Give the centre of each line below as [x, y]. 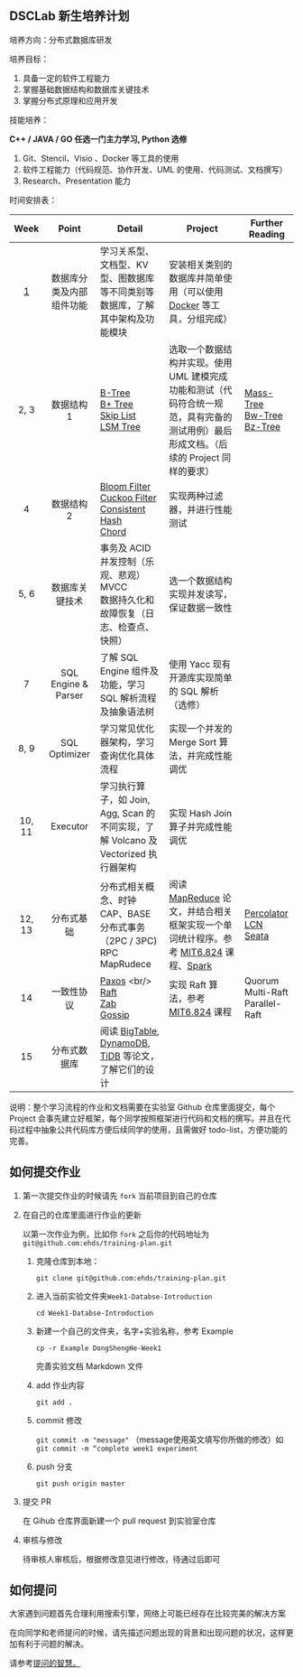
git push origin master [81, 1484]
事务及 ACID [125, 547]
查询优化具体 [127, 755]
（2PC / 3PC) [129, 940]
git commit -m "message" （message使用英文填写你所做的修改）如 [160, 1439]
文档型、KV [124, 265]
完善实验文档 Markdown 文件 [90, 1365]
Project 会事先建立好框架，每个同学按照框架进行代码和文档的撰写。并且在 [146, 1118]
